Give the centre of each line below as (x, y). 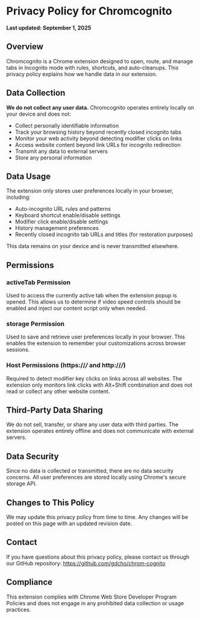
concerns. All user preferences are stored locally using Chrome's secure (96, 477)
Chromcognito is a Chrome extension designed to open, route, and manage (100, 61)
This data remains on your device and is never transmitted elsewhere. (93, 246)
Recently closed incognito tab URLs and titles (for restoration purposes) (104, 235)
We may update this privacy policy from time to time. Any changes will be (97, 517)
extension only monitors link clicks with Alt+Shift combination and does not (99, 385)
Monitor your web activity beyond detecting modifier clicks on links (98, 138)
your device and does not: (39, 114)
